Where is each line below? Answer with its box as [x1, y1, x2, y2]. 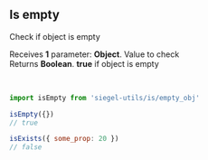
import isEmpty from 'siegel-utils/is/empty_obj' [9, 93, 201, 102]
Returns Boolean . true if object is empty [9, 58, 160, 69]
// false [9, 143, 43, 152]
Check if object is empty [9, 31, 101, 42]
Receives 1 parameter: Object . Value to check [9, 49, 180, 60]
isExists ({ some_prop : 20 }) [9, 135, 119, 144]
